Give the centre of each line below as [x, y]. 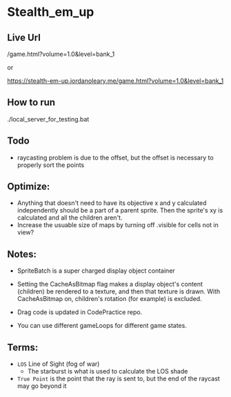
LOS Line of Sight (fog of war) [58, 364]
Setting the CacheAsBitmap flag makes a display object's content [110, 284]
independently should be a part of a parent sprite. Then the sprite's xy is [120, 211]
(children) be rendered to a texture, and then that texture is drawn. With [119, 291]
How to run [31, 103]
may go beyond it [42, 386]
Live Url [24, 38]
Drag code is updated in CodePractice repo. [80, 312]
